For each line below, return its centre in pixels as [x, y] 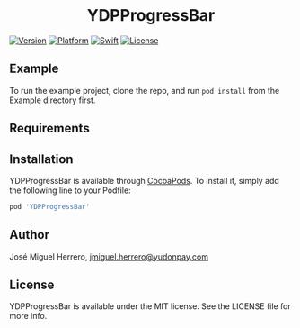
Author [29, 235]
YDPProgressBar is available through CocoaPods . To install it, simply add [145, 180]
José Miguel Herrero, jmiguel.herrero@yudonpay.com [109, 256]
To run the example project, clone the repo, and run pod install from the [145, 90]
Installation [41, 159]
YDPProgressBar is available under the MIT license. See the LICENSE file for [150, 306]
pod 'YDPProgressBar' [50, 206]
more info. [28, 316]
